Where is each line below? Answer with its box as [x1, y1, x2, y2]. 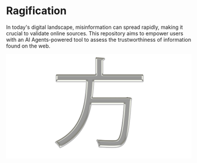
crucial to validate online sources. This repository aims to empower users [6, 29, 183, 36]
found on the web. [6, 42, 51, 49]
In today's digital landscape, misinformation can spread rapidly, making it [6, 24, 183, 31]
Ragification [6, 4, 67, 18]
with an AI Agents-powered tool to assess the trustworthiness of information [6, 36, 192, 43]
